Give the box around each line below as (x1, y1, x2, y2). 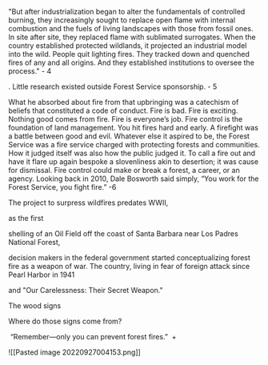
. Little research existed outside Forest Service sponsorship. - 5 (8, 82, 218, 91)
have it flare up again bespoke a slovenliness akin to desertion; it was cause (8, 157, 258, 166)
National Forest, (8, 238, 61, 247)
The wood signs (8, 301, 62, 311)
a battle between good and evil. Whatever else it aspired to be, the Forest (8, 131, 250, 141)
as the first (8, 214, 44, 223)
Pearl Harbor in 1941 (8, 270, 75, 279)
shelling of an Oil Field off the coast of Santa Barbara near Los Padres (8, 229, 238, 239)
